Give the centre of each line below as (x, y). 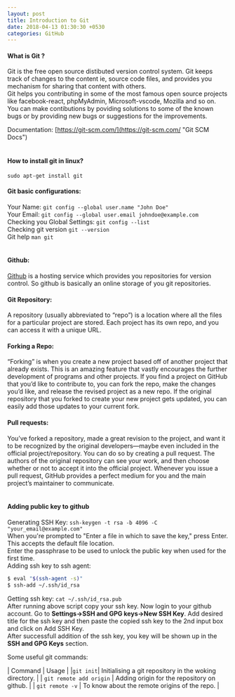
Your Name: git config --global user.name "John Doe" (88, 207)
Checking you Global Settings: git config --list (79, 221)
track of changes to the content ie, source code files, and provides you (110, 79)
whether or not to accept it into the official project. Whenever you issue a (113, 468)
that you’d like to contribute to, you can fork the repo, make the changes (112, 384)
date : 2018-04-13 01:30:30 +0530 (56, 27)
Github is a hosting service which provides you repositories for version (109, 276)
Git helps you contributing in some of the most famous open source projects (117, 94)
